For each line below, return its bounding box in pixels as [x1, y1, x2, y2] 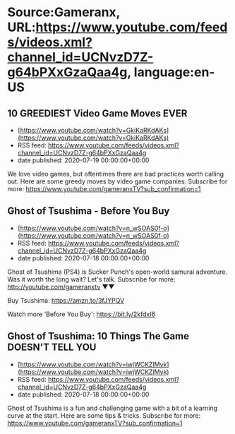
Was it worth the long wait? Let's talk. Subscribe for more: [7, 275, 176, 283]
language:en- [133, 64, 215, 80]
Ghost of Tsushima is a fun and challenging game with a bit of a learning [7, 404, 217, 412]
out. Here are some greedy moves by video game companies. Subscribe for [7, 177, 228, 186]
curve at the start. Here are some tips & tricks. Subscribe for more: [7, 411, 201, 420]
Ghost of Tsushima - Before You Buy [7, 205, 170, 217]
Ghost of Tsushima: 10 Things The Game [7, 330, 189, 342]
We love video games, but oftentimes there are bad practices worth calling [7, 170, 224, 178]
